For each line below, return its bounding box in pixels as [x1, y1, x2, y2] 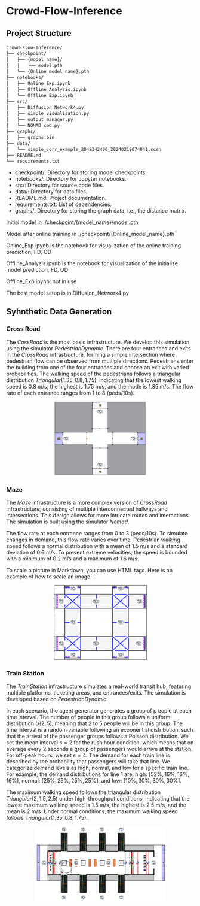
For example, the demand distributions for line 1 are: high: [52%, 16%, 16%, [6, 771, 190, 778]
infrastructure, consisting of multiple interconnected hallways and [6, 505, 168, 513]
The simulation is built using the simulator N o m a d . [6, 518, 130, 525]
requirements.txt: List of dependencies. [14, 201, 112, 208]
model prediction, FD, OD [6, 266, 69, 273]
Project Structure [6, 28, 72, 38]
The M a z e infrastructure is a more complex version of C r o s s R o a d [6, 499, 167, 506]
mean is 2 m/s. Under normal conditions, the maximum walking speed [6, 808, 178, 815]
